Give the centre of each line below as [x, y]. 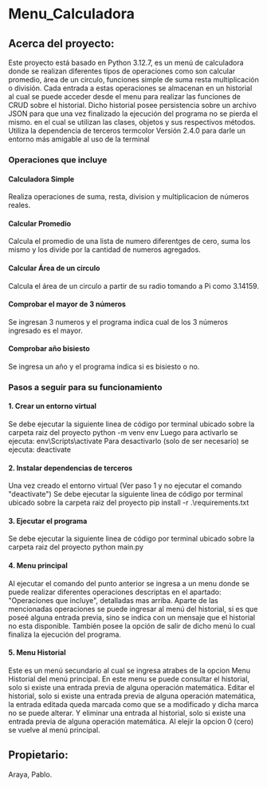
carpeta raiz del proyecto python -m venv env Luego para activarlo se [123, 433]
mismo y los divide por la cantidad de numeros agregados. [104, 250]
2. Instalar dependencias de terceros [71, 468]
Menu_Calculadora [72, 14]
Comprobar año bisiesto [49, 349]
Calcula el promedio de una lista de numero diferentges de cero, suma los [130, 242]
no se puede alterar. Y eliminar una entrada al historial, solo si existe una [127, 713]
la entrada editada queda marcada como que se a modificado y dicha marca [133, 704]
